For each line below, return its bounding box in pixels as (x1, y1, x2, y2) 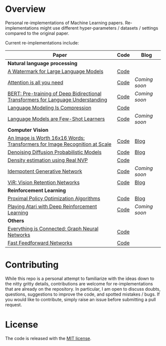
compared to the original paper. (5, 30, 70, 36)
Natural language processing (7, 60, 78, 67)
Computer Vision (7, 126, 48, 133)
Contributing (5, 259, 59, 270)
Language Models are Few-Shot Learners (7, 115, 105, 122)
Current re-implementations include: (5, 39, 79, 45)
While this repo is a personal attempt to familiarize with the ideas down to (5, 275, 155, 281)
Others (7, 217, 25, 224)
